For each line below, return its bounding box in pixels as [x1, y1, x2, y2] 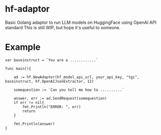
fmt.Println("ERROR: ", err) [22, 104, 81, 109]
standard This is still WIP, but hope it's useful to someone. [5, 24, 121, 30]
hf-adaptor [5, 3, 50, 15]
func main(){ [5, 66, 31, 71]
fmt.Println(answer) [14, 121, 55, 126]
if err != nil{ [14, 100, 44, 105]
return [22, 108, 36, 114]
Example [5, 42, 41, 53]
